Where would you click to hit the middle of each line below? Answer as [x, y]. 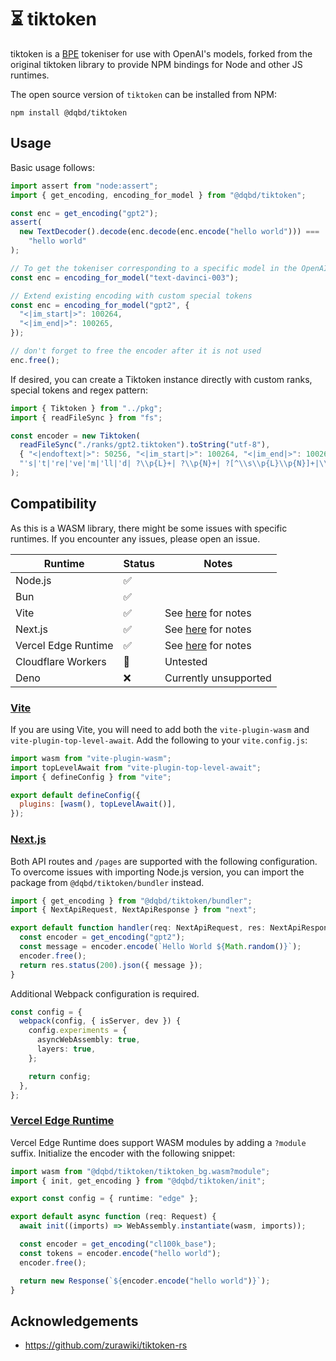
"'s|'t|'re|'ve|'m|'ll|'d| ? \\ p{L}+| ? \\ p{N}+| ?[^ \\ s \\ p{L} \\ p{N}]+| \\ [174, 464]
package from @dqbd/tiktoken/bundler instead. [107, 882]
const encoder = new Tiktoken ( [75, 436]
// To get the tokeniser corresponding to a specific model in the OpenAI [169, 268]
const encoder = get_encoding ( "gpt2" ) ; [102, 937]
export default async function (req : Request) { [113, 1217]
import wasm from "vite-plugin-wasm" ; [91, 758]
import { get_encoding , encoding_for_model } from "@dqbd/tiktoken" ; [158, 195]
